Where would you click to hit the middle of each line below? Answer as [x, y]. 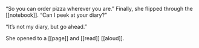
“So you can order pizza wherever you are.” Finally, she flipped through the [99, 9]
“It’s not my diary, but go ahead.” [46, 27]
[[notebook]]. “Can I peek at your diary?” [56, 15]
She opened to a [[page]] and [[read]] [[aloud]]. [65, 38]
